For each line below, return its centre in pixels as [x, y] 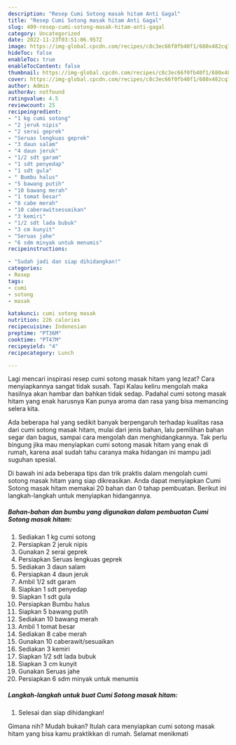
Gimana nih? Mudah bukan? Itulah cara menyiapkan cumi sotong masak [112, 726]
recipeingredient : [35, 112]
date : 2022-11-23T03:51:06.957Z [55, 40]
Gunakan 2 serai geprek [53, 552]
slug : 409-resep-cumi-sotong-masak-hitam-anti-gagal [86, 27]
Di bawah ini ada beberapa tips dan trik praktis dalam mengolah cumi [108, 473]
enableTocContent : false [44, 66]
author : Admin [29, 86]
